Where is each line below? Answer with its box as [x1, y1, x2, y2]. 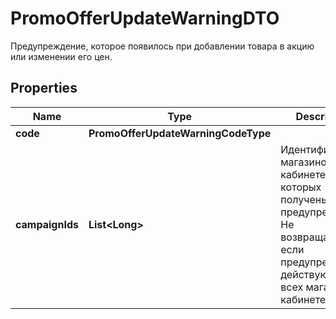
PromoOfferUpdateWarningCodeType [88, 126, 272, 140]
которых [280, 180, 322, 194]
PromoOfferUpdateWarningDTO [10, 7, 280, 30]
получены [280, 192, 330, 206]
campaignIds [15, 217, 79, 231]
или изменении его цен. [10, 50, 113, 62]
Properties [10, 80, 78, 97]
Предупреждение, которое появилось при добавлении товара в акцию [10, 40, 315, 52]
